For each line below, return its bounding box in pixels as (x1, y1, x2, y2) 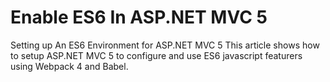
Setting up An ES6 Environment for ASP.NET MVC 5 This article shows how (10, 39, 320, 51)
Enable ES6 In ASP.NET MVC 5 (10, 6, 268, 29)
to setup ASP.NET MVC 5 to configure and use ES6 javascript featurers (10, 49, 303, 61)
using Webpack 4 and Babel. (10, 60, 129, 72)
